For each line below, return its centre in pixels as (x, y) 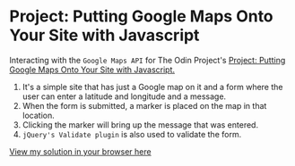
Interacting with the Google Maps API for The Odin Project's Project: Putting (147, 60)
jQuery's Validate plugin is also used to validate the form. (132, 134)
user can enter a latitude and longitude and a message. (124, 96)
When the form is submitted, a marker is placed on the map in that (144, 105)
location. (39, 115)
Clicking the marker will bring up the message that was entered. (140, 124)
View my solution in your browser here (80, 151)
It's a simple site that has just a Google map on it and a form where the (152, 87)
